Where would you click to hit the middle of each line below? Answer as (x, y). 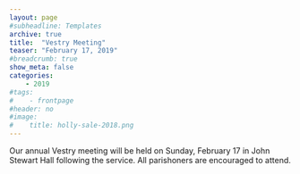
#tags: (21, 92)
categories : (31, 76)
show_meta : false (42, 68)
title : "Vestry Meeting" (57, 42)
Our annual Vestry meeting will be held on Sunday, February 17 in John (140, 151)
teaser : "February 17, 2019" (64, 51)
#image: (24, 117)
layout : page (34, 17)
